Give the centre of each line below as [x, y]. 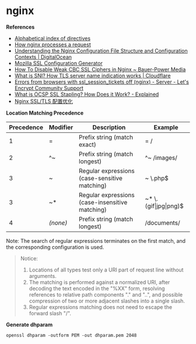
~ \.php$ [157, 178]
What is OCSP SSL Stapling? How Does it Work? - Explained [87, 94]
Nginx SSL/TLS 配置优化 [43, 101]
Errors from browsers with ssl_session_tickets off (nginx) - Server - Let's [102, 82]
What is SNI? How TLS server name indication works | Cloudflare [92, 75]
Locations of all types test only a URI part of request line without [106, 270]
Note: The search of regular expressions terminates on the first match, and [96, 240]
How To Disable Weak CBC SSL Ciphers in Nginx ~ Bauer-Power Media [100, 69]
